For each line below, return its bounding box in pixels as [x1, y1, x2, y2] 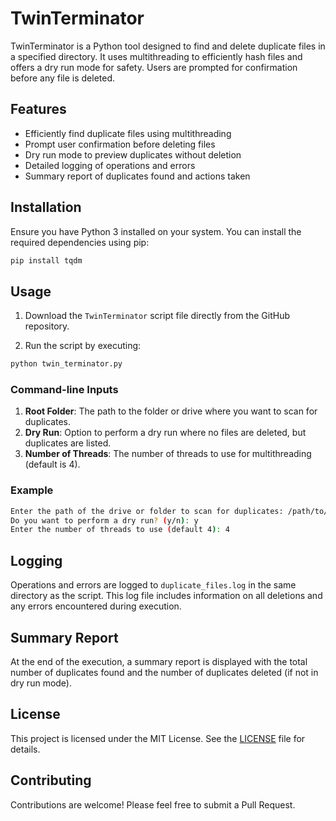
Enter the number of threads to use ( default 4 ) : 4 [10, 525, 230, 535]
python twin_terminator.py [10, 359, 123, 369]
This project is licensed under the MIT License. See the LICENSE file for [10, 732, 306, 744]
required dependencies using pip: [10, 236, 150, 248]
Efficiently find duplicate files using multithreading [24, 127, 232, 139]
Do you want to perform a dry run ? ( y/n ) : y [10, 515, 199, 526]
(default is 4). [24, 458, 81, 471]
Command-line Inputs [10, 383, 119, 397]
